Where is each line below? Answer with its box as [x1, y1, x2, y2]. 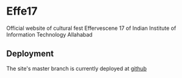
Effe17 [6, 4, 38, 18]
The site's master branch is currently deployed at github [6, 65, 147, 72]
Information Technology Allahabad [6, 30, 93, 38]
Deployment [6, 49, 54, 59]
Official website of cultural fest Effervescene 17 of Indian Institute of [6, 24, 177, 32]
